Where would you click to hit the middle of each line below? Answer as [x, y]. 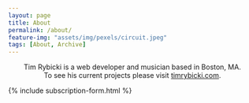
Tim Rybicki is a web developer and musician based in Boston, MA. [132, 67]
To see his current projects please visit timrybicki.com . [132, 75]
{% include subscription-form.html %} [70, 90]
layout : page [30, 15]
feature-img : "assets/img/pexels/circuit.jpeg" [88, 37]
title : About [30, 23]
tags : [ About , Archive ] [47, 45]
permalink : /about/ [40, 30]
